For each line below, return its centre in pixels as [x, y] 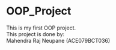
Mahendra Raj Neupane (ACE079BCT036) [58, 40]
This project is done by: [35, 34]
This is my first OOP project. [41, 28]
